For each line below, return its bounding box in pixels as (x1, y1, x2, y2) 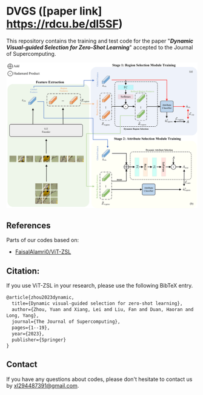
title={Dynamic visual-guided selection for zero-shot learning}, (12, 300, 183, 306)
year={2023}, (12, 331, 45, 337)
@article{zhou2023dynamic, (6, 294, 75, 300)
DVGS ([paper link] (6, 4, 102, 18)
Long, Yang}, (6, 312, 39, 319)
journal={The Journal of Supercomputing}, (12, 319, 121, 325)
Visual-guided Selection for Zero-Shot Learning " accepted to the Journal (6, 44, 193, 51)
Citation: (6, 266, 40, 276)
